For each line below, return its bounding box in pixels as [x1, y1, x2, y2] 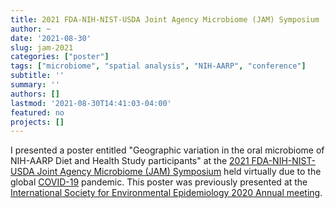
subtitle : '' [10, 71, 65, 81]
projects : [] [10, 117, 65, 127]
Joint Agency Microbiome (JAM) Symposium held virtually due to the [36, 166, 322, 178]
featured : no [10, 107, 65, 118]
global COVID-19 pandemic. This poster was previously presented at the [10, 176, 308, 188]
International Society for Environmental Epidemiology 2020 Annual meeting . [10, 187, 323, 199]
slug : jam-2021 [10, 42, 74, 53]
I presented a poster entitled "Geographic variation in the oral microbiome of [10, 144, 325, 156]
